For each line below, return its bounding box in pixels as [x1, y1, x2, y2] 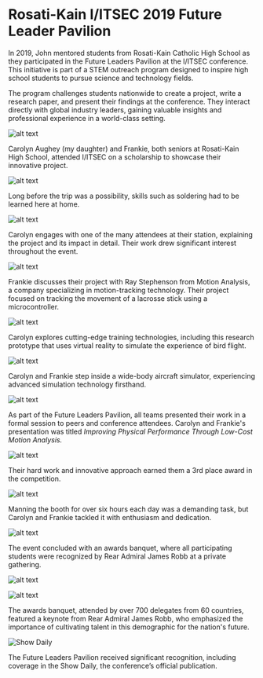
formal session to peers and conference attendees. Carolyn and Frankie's [8, 418, 246, 427]
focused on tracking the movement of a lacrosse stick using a [8, 293, 208, 303]
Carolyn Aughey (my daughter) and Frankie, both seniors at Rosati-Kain [8, 144, 239, 153]
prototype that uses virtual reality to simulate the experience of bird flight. [8, 340, 247, 350]
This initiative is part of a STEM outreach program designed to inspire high [8, 64, 249, 74]
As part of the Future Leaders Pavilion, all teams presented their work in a [8, 410, 247, 420]
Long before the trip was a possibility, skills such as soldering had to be [8, 191, 239, 200]
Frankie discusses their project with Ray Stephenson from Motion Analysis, [8, 277, 250, 286]
